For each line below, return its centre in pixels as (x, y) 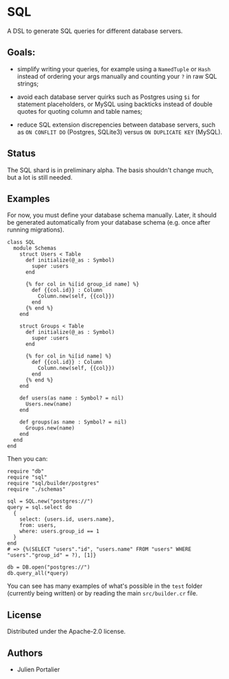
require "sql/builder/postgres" (53, 484)
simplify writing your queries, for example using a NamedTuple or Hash (114, 69)
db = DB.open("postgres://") (49, 567)
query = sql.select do (39, 508)
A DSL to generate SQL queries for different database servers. (95, 31)
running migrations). (36, 230)
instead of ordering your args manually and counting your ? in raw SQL (117, 76)
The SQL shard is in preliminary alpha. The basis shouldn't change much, (110, 170)
